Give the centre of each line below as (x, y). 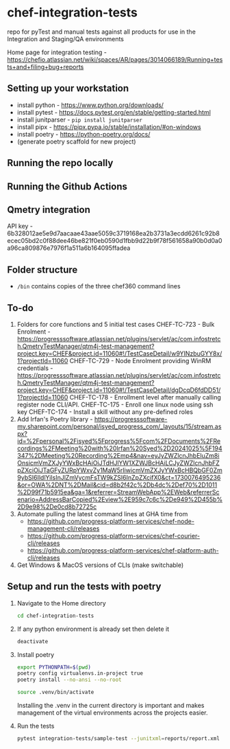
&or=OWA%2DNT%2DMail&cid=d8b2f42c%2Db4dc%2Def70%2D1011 (117, 485)
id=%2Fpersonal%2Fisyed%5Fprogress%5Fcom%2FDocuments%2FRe (119, 441)
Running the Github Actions (67, 186)
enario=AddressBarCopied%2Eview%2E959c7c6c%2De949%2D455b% (120, 499)
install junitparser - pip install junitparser (79, 119)
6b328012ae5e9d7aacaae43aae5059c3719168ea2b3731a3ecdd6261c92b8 (114, 233)
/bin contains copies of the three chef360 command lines (99, 286)
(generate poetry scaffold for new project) (76, 141)
